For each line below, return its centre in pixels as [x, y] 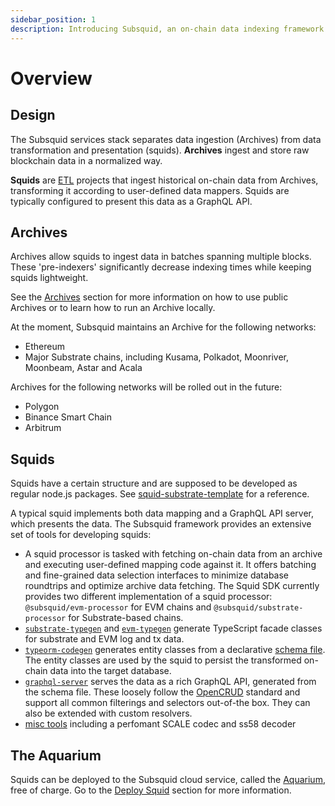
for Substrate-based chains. [126, 618]
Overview [51, 78]
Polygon [42, 407]
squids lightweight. [49, 278]
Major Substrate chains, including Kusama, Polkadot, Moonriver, [156, 357]
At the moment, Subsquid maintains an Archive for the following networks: [163, 327]
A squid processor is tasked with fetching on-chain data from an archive [173, 554]
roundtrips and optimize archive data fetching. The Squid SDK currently [172, 586]
